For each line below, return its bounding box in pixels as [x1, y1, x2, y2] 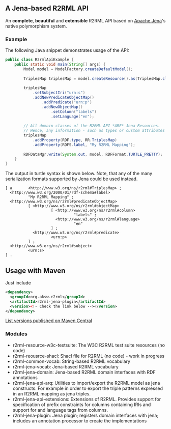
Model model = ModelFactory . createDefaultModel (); [23, 66, 133, 72]
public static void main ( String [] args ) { [14, 62, 106, 67]
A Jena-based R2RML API [5, 4, 89, 13]
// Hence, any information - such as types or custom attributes [23, 128, 165, 133]
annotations [12, 374, 38, 381]
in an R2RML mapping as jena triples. [12, 390, 91, 396]
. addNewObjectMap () [41, 104, 83, 109]
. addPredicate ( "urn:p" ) [41, 99, 93, 105]
